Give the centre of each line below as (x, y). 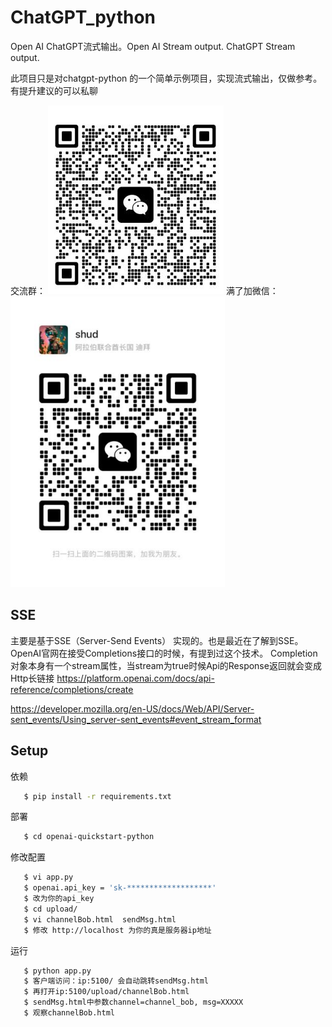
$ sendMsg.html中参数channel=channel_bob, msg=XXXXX (133, 1002)
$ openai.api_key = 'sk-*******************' (120, 888)
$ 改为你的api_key (59, 899)
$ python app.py (57, 971)
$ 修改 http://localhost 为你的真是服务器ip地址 (117, 930)
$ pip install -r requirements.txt (97, 796)
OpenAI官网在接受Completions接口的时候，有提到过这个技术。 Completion (164, 653)
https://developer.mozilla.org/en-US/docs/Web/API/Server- (132, 708)
